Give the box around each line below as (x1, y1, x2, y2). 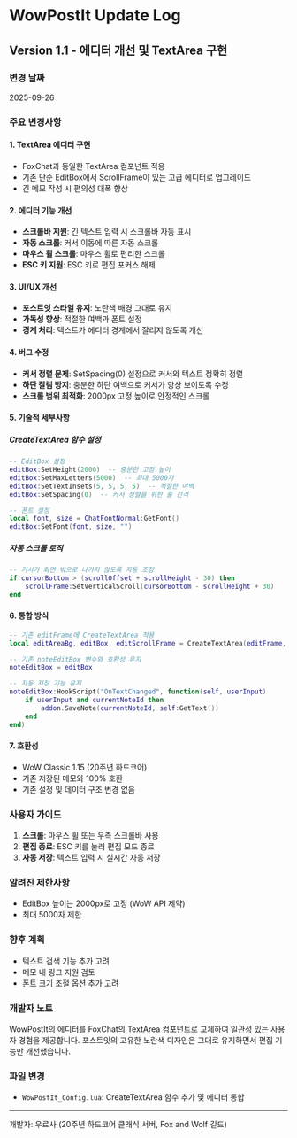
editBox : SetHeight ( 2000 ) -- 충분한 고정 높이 (9, 466, 171, 475)
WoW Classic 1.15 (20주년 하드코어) (21, 762, 148, 772)
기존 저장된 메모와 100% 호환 (21, 772, 124, 784)
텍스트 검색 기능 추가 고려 (21, 956, 110, 966)
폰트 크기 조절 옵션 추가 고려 (21, 978, 119, 988)
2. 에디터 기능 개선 (9, 205, 72, 215)
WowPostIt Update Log (9, 5, 181, 26)
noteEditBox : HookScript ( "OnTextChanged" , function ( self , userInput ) (9, 687, 267, 696)
